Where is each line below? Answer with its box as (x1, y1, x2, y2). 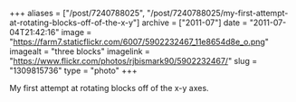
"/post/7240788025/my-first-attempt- (146, 8, 289, 18)
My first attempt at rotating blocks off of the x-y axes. (9, 83, 210, 93)
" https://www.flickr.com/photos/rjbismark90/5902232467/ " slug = (9, 56, 258, 66)
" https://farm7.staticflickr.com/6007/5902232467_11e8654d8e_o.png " (9, 36, 270, 47)
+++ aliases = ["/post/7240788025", (9, 8, 145, 18)
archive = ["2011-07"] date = (141, 17, 248, 28)
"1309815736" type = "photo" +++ (9, 65, 138, 76)
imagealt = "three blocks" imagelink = (9, 46, 151, 57)
